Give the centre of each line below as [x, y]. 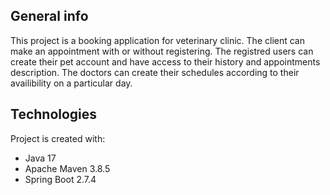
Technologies [54, 114]
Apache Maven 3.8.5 [67, 168]
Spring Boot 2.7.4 [60, 179]
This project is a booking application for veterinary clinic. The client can [157, 40]
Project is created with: [58, 138]
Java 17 [40, 158]
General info [49, 16]
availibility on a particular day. [71, 83]
